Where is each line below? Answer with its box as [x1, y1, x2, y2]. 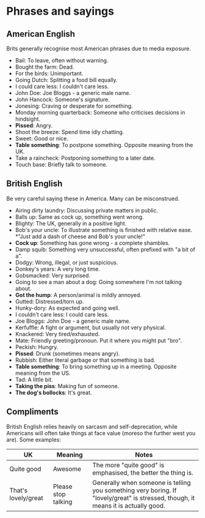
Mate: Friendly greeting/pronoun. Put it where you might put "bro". [15, 337, 182, 344]
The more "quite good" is [92, 460, 165, 469]
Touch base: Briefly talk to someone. [15, 161, 108, 168]
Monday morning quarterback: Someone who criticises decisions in [15, 109, 185, 116]
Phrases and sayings [6, 4, 115, 18]
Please [52, 482, 73, 490]
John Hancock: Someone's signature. [15, 96, 110, 103]
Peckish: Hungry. [15, 343, 59, 350]
